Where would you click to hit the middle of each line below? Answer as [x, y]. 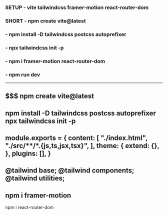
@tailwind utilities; [35, 178]
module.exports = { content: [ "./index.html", [76, 138]
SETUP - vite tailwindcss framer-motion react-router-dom [77, 7]
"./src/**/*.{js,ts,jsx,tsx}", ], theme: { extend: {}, [82, 146]
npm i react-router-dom [29, 207]
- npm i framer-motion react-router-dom [55, 61]
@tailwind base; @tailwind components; [70, 171]
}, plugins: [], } [28, 154]
